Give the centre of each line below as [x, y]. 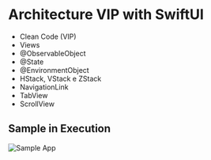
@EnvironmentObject [54, 70]
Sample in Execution [60, 129]
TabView [34, 95]
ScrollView [37, 104]
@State [32, 62]
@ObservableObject [53, 53]
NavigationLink [44, 87]
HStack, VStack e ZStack [60, 78]
